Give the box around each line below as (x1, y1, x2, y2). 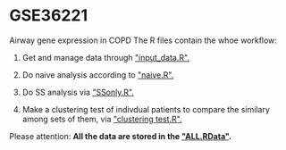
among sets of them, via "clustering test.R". (21, 113, 182, 124)
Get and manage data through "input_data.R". (21, 52, 190, 62)
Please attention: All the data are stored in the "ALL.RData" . (9, 130, 232, 141)
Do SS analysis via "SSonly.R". (21, 87, 134, 97)
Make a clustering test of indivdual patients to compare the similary (21, 104, 270, 114)
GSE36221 (9, 5, 88, 26)
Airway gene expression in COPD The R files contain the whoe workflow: (9, 35, 277, 46)
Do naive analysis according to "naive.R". (21, 69, 174, 80)
